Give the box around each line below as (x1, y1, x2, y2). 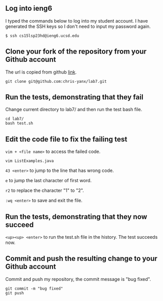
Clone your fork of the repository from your (5, 47, 147, 56)
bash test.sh (5, 121, 33, 126)
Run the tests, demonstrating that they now (5, 212, 148, 221)
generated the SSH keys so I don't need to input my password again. (5, 23, 151, 29)
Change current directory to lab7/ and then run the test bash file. (5, 107, 142, 113)
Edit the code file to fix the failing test (5, 135, 128, 144)
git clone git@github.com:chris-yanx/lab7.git (5, 79, 107, 84)
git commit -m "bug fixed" (5, 286, 63, 291)
